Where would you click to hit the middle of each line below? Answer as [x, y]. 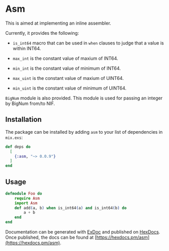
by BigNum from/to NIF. [30, 103]
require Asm [27, 198]
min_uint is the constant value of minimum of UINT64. [69, 88]
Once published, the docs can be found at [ [51, 237]
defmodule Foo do [24, 193]
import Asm [26, 203]
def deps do [18, 147]
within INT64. [27, 48]
